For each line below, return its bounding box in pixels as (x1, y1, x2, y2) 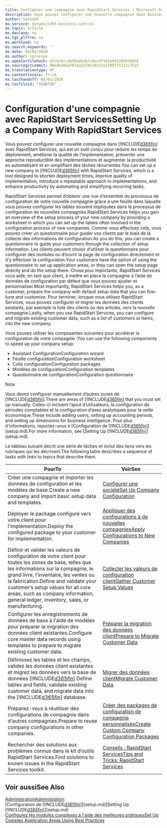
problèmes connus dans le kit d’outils (7, 747, 94, 754)
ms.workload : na (5, 40, 39, 45)
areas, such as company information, (7, 590, 94, 597)
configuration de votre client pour (7, 552, 86, 559)
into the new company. (5, 320, 52, 326)
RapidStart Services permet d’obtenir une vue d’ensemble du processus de (5, 193, 159, 199)
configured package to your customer (7, 529, 96, 536)
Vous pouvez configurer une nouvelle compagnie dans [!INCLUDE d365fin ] (5, 141, 158, 147)
